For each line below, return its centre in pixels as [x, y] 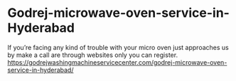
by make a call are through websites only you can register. [93, 55]
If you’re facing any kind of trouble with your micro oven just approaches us [118, 47]
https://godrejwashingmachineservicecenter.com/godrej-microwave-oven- [117, 62]
